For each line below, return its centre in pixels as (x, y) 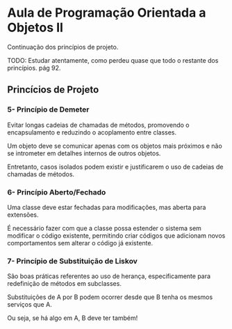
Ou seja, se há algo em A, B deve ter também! (73, 318)
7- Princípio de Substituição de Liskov (72, 261)
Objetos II (35, 28)
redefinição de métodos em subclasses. (64, 284)
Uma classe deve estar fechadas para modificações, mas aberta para (107, 207)
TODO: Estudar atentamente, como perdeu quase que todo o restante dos (113, 60)
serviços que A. (30, 305)
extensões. (23, 215)
